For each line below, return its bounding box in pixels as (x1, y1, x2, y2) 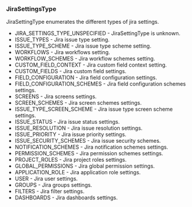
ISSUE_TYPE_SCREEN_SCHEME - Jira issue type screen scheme (14, 106, 173, 113)
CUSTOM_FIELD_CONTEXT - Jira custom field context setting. (14, 61, 167, 68)
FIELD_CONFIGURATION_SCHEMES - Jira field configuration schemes (14, 80, 186, 87)
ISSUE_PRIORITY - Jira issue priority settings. (14, 131, 127, 138)
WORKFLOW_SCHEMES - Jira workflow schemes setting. (14, 55, 155, 62)
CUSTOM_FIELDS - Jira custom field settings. (14, 68, 127, 75)
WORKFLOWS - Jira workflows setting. (14, 49, 111, 56)
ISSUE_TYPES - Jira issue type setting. (14, 36, 110, 43)
